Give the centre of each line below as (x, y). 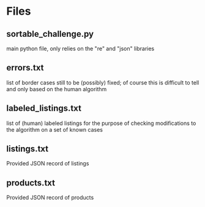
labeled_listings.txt (44, 108)
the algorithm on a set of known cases (54, 129)
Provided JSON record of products (50, 198)
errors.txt (25, 68)
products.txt (31, 183)
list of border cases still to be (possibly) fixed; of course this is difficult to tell (103, 82)
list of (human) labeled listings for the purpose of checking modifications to (101, 123)
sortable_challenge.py (50, 34)
